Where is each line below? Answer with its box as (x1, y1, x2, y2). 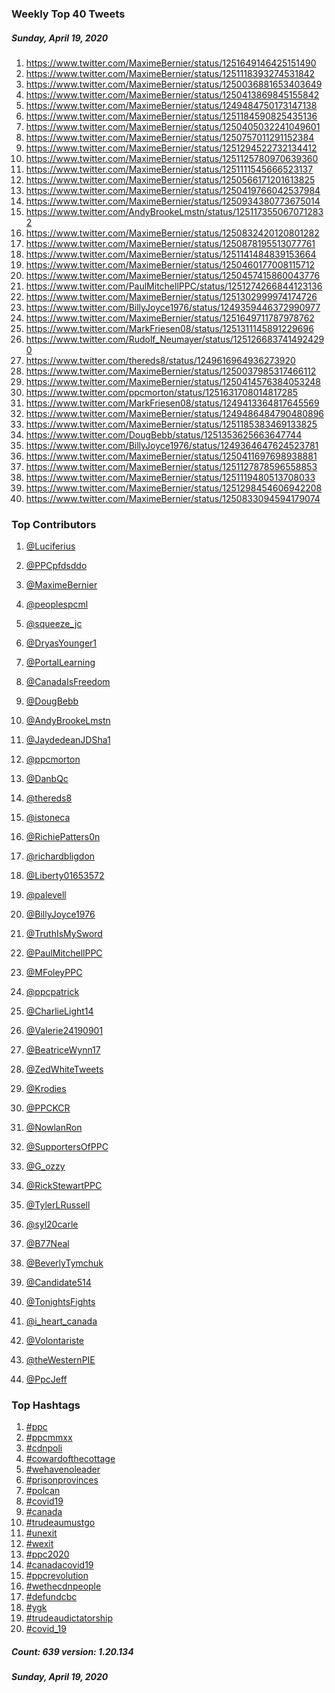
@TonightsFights (25, 1296, 96, 1308)
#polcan (25, 1485, 61, 1497)
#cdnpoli (25, 1442, 63, 1454)
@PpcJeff (25, 1373, 68, 1386)
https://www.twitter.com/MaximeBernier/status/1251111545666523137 (25, 163, 314, 175)
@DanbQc (25, 773, 69, 785)
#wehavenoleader (25, 1463, 101, 1476)
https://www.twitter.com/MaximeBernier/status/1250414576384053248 (25, 375, 322, 387)
